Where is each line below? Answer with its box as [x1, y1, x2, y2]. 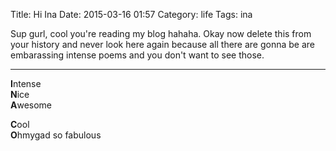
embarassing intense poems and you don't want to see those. [10, 49, 265, 61]
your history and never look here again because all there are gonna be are [10, 39, 316, 50]
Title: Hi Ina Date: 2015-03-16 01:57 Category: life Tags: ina [10, 9, 253, 20]
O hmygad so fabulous [10, 129, 102, 141]
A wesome [10, 99, 53, 111]
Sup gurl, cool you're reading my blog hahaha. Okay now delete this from [10, 28, 312, 39]
